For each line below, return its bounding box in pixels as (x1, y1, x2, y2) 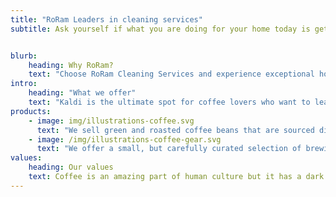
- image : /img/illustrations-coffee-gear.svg (28, 134, 222, 145)
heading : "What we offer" (28, 88, 137, 98)
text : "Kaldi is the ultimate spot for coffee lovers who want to (28, 97, 311, 107)
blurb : (10, 51, 38, 61)
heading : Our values (28, 162, 114, 173)
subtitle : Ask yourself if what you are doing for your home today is (10, 24, 311, 34)
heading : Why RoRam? (28, 60, 114, 70)
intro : (10, 79, 38, 89)
